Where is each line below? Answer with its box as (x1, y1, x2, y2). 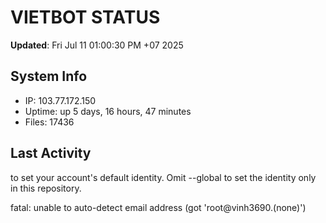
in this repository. (10, 182, 82, 194)
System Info (10, 68, 88, 85)
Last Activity (10, 145, 92, 162)
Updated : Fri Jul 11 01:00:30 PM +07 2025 (10, 39, 184, 51)
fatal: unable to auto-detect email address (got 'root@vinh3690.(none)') (10, 201, 307, 213)
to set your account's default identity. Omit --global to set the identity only (10, 171, 317, 183)
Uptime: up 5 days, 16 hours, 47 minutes (24, 105, 192, 117)
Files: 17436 (24, 116, 75, 128)
